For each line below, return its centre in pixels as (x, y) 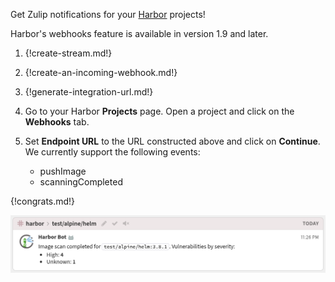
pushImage (63, 171)
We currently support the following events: (112, 152)
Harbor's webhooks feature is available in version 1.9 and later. (139, 33)
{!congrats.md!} (43, 201)
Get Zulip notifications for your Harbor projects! (108, 14)
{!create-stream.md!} (68, 53)
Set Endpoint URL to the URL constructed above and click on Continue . (172, 141)
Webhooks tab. (57, 122)
